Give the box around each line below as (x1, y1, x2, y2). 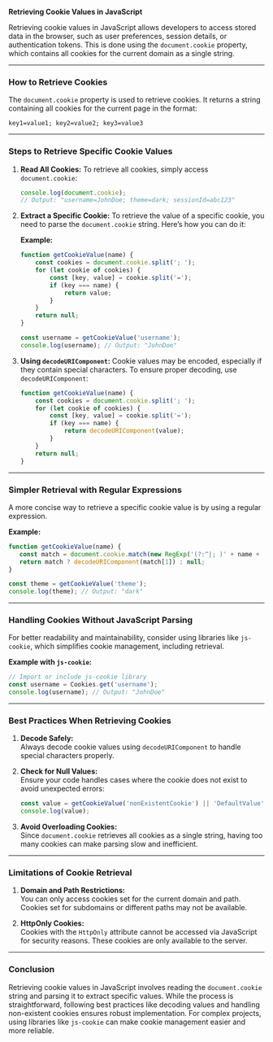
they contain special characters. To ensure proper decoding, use (19, 364, 237, 374)
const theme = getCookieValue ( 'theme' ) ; (8, 580, 148, 588)
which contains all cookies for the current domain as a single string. (8, 49, 235, 58)
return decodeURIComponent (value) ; (63, 427, 184, 435)
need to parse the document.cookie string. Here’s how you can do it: (19, 220, 246, 229)
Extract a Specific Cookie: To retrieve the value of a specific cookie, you (19, 211, 265, 220)
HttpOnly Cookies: (19, 918, 84, 928)
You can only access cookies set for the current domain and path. (19, 894, 241, 904)
